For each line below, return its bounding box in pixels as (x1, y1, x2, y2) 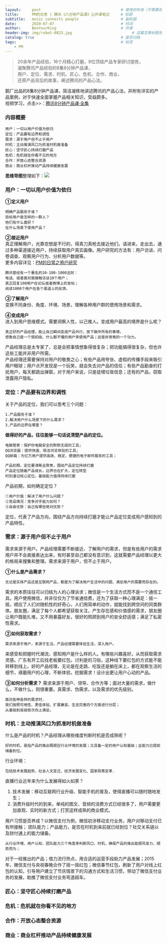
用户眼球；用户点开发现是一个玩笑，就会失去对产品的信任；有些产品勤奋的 (5, 363, 158, 369)
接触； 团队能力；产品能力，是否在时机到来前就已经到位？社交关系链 (13, 824, 155, 830)
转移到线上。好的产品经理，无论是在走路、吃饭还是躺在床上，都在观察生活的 (5, 663, 162, 669)
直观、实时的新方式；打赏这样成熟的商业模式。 (16, 807, 113, 813)
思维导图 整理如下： (5, 173, 45, 179)
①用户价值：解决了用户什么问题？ (5, 493, 65, 499)
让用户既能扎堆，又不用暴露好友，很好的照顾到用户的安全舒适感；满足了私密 (5, 614, 162, 620)
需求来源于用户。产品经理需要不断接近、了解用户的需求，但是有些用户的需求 (5, 546, 162, 552)
